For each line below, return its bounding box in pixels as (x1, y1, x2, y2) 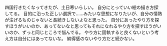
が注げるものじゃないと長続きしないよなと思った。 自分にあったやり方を (4, 17, 155, 22)
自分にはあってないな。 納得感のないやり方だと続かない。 (17, 35, 137, 41)
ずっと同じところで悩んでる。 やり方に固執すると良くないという (21, 29, 154, 35)
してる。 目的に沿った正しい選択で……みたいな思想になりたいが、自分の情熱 (4, 10, 162, 16)
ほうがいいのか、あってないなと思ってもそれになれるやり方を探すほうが (8, 23, 157, 29)
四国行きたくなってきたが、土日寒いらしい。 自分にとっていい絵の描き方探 (4, 4, 158, 10)
